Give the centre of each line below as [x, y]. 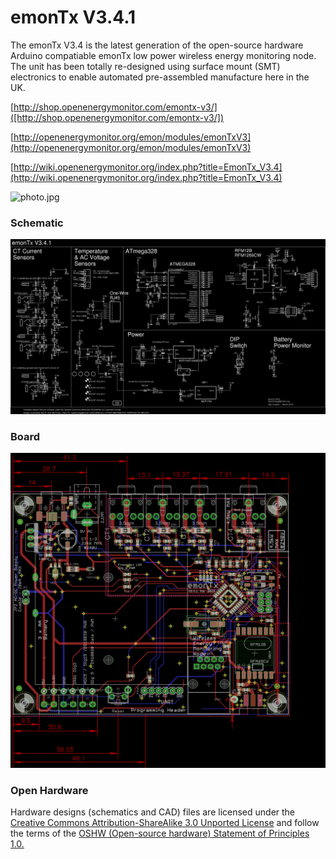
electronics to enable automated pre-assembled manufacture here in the [160, 77]
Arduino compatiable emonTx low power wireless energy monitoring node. [163, 55]
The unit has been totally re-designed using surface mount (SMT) [145, 66]
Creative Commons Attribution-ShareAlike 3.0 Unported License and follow [165, 823]
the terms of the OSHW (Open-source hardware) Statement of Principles [160, 833]
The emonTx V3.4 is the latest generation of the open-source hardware [157, 45]
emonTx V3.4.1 [73, 17]
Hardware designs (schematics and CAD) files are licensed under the [153, 812]
